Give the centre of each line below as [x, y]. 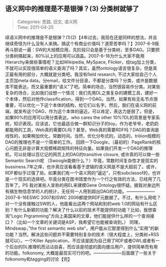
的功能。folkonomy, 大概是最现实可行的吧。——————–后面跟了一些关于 [81, 253]
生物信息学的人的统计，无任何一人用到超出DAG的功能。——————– [84, 191]
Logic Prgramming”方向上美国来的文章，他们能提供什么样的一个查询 [81, 216]
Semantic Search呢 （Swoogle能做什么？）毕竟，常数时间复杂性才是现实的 [82, 160]
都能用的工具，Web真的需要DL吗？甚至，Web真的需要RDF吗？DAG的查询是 [82, 130]
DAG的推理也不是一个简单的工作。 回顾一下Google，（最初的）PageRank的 [81, 142]
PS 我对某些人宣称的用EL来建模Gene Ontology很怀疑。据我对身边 [89, 185]
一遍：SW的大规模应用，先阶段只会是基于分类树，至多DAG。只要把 [91, 50]
